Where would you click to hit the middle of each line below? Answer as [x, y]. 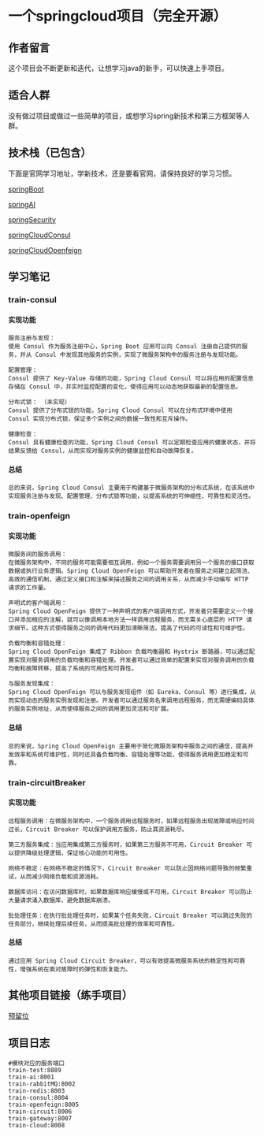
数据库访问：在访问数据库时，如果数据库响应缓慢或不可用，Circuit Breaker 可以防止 [130, 892]
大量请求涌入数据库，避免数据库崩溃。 [61, 900]
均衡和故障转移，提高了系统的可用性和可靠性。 [73, 669]
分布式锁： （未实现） [39, 403]
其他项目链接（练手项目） [70, 995]
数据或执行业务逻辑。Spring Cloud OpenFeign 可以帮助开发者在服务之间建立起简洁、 [131, 571]
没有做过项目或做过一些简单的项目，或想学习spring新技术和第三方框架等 [125, 116]
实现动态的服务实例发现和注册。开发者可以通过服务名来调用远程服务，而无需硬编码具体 [134, 701]
